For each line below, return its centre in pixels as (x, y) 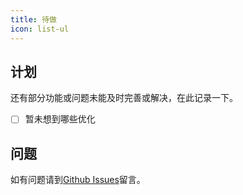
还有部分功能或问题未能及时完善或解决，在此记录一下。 (124, 98)
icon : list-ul (40, 29)
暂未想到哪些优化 (60, 119)
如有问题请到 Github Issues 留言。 (78, 180)
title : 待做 (33, 19)
